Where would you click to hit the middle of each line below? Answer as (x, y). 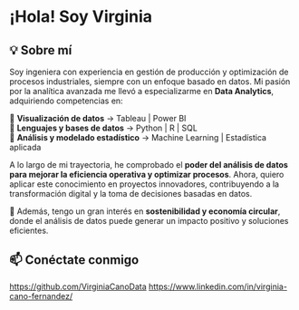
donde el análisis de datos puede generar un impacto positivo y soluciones (149, 221)
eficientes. (29, 230)
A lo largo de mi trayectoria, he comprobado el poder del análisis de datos (149, 165)
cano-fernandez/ (41, 295)
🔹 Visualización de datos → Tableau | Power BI (98, 118)
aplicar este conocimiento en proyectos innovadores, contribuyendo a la (144, 184)
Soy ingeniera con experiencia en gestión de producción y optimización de (149, 72)
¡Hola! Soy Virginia (81, 17)
